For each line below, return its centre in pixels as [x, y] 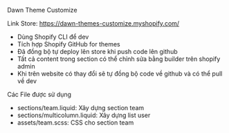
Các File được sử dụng [39, 94]
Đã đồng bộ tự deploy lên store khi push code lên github [97, 52]
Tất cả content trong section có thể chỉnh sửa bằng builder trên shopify [119, 59]
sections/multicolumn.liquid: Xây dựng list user [84, 115]
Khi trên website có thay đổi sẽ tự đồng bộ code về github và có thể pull [120, 73]
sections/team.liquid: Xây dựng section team [81, 108]
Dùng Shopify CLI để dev [53, 37]
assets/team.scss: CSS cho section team [75, 123]
